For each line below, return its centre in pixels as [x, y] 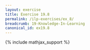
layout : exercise [23, 10]
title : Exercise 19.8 [27, 14]
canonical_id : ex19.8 [27, 28]
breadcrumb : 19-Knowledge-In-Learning [45, 24]
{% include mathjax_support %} [38, 42]
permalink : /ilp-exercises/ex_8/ [40, 19]
